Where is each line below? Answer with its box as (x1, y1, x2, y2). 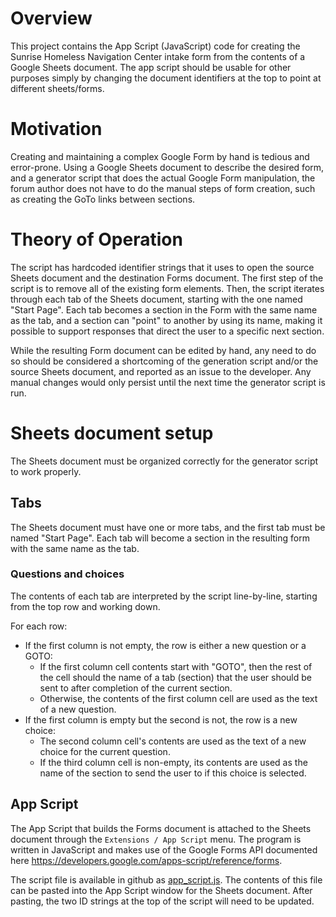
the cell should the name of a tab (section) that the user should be (39, 671, 313, 683)
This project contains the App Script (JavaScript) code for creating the (10, 40, 301, 52)
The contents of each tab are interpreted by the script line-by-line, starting (10, 590, 318, 602)
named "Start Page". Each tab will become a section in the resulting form (10, 532, 310, 544)
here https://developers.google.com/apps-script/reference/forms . (10, 854, 283, 866)
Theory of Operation (10, 228, 183, 251)
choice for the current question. (39, 745, 171, 757)
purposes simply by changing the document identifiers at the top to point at (10, 72, 322, 84)
